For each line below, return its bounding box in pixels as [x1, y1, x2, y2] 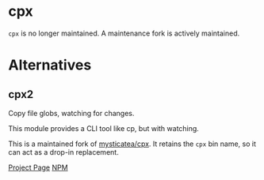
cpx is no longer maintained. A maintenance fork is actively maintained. [8, 28, 240, 38]
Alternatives [8, 56, 92, 74]
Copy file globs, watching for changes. [8, 108, 135, 118]
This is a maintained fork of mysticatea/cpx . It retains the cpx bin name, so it [8, 139, 256, 148]
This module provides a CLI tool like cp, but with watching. [8, 123, 200, 133]
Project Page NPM [8, 163, 69, 172]
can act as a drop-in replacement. [8, 147, 119, 156]
